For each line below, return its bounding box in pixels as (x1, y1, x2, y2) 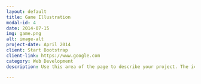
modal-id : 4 (6, 20, 36, 25)
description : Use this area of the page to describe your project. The (6, 63, 188, 70)
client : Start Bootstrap (6, 47, 68, 53)
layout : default (6, 8, 47, 15)
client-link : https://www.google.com (6, 53, 100, 59)
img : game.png (6, 31, 42, 37)
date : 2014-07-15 (6, 25, 50, 31)
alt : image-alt (6, 36, 44, 42)
